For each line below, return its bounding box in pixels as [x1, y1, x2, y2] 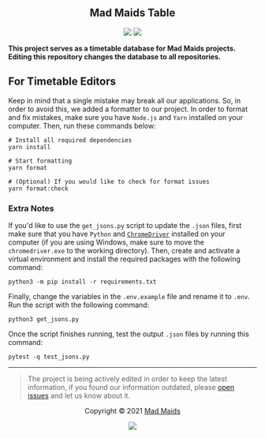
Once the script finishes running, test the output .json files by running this [8, 329, 250, 339]
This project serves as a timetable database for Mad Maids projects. [8, 43, 236, 53]
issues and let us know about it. [27, 391, 131, 400]
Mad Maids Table [89, 6, 176, 20]
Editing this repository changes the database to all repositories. [8, 51, 221, 62]
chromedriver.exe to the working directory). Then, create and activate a [8, 245, 241, 255]
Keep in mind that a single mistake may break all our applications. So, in [8, 95, 241, 105]
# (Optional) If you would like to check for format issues [8, 178, 211, 185]
